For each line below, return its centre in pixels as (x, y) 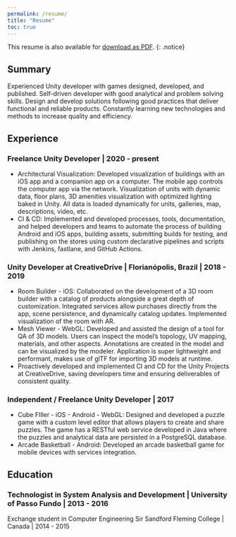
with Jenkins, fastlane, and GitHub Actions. (80, 248)
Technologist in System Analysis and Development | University (117, 495)
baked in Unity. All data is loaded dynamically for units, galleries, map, (119, 204)
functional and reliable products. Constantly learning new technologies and (116, 109)
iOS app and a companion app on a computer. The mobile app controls (120, 181)
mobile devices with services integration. (77, 452)
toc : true (22, 27)
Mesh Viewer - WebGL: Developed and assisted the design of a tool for (120, 329)
